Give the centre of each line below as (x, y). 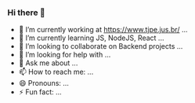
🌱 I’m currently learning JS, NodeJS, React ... (91, 38)
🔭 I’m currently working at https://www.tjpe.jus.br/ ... (103, 30)
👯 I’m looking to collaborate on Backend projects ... (101, 46)
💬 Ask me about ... (48, 63)
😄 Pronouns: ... (44, 83)
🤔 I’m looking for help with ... (65, 55)
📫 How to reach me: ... (56, 72)
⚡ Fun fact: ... (40, 92)
